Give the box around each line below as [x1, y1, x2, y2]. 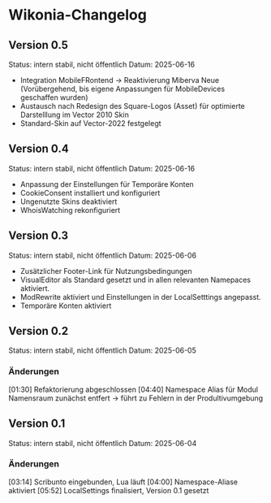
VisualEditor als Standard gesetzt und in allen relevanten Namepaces [19, 275, 252, 284]
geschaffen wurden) [19, 93, 88, 102]
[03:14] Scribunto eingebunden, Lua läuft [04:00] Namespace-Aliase [8, 477, 238, 487]
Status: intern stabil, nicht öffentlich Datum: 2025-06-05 [8, 345, 196, 355]
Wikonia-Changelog [8, 6, 148, 24]
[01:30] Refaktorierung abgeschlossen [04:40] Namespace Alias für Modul [8, 384, 258, 394]
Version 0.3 [8, 229, 69, 243]
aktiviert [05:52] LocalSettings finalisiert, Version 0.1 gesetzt [8, 485, 209, 495]
